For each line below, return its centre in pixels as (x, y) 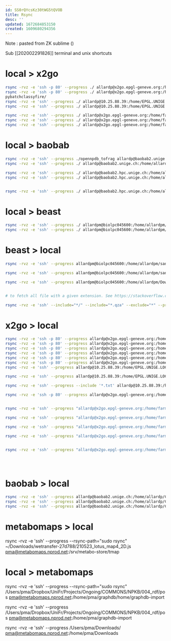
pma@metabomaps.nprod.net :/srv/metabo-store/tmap (62, 551)
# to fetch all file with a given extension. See (59, 296)
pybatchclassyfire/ (26, 97)
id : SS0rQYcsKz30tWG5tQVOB (34, 10)
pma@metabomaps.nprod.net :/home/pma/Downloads (62, 633)
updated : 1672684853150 (31, 24)
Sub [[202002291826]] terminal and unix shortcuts (59, 53)
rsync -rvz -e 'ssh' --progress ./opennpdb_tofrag (60, 159)
